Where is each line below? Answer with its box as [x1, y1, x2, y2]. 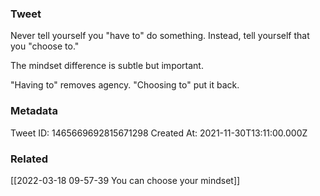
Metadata [10, 104, 58, 118]
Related [10, 152, 49, 166]
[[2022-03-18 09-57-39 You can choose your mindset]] [10, 174, 241, 186]
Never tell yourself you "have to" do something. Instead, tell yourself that [10, 30, 310, 42]
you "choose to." [10, 40, 80, 52]
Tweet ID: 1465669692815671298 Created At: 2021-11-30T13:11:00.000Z [10, 127, 308, 139]
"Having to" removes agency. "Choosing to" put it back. [10, 79, 240, 91]
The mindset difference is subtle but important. [10, 60, 204, 72]
